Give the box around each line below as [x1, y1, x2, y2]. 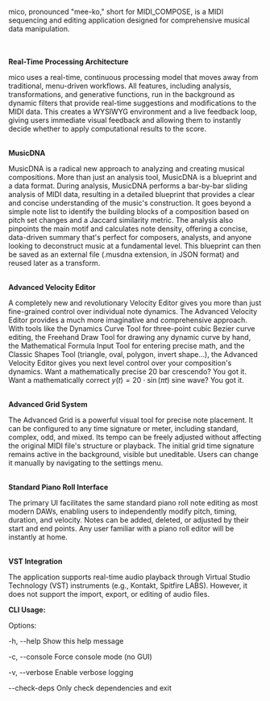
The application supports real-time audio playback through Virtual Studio [8, 573, 251, 581]
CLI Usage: [8, 605, 46, 615]
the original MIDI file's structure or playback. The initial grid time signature [8, 441, 255, 451]
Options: [8, 621, 37, 630]
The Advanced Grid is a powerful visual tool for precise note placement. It [8, 415, 254, 425]
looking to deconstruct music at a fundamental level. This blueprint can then [8, 241, 261, 250]
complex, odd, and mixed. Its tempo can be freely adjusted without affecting [8, 432, 262, 442]
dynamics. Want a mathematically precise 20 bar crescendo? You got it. [8, 367, 247, 376]
